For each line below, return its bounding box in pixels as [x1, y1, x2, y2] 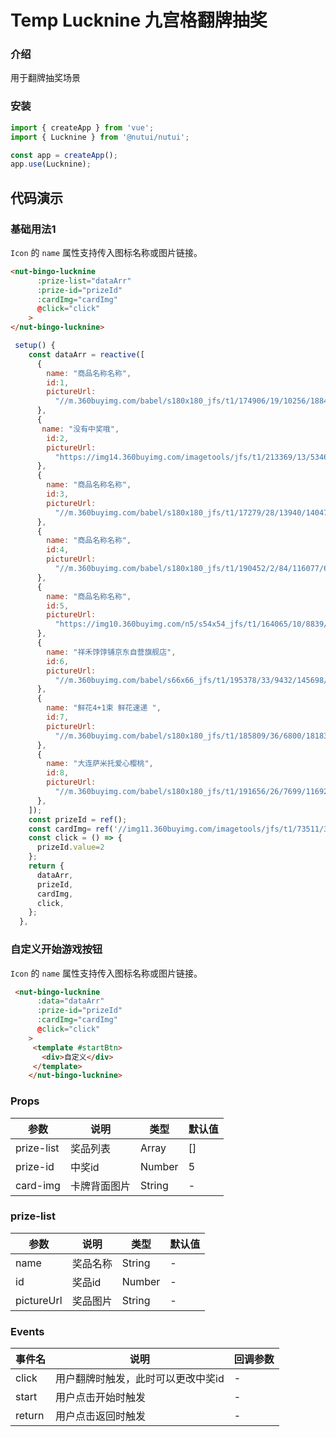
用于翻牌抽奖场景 [10, 72, 81, 84]
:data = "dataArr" [36, 996, 105, 1006]
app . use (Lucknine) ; [10, 159, 92, 170]
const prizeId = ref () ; [28, 814, 128, 825]
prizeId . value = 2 [36, 842, 105, 853]
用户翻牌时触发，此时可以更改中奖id [55, 1372, 225, 1386]
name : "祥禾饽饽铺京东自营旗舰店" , [46, 647, 177, 657]
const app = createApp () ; [10, 150, 118, 160]
